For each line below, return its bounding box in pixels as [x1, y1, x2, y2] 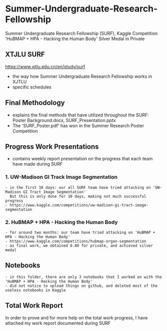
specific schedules [12, 84, 51, 90]
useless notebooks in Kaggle [5, 287, 66, 293]
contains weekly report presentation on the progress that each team [12, 156, 153, 162]
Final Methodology [5, 98, 65, 107]
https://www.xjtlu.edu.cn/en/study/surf [5, 63, 85, 69]
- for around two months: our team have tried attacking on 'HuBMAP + [5, 230, 155, 235]
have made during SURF [12, 161, 63, 167]
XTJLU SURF [5, 50, 45, 59]
